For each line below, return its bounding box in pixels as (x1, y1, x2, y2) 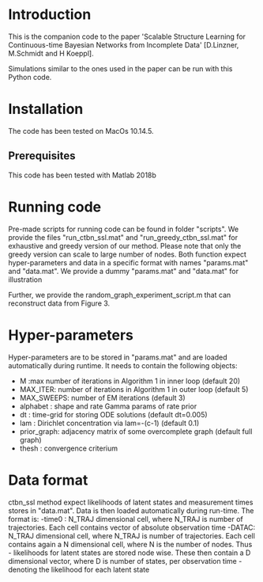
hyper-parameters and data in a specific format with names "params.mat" (8, 257, 249, 267)
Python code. (8, 72, 52, 82)
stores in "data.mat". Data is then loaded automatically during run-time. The (8, 505, 254, 515)
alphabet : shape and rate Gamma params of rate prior (19, 401, 197, 411)
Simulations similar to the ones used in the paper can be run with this (8, 63, 233, 73)
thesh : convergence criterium (19, 443, 118, 453)
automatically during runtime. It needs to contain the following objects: (8, 360, 238, 370)
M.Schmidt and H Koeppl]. (8, 48, 94, 58)
